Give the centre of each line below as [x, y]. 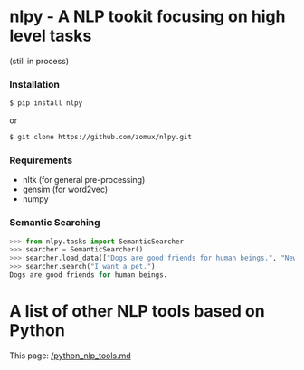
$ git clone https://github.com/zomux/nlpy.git [101, 138]
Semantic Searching [55, 223]
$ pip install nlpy [46, 103]
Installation [35, 84]
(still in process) [39, 61]
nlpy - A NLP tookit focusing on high [147, 17]
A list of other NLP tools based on [137, 312]
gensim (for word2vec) [65, 190]
